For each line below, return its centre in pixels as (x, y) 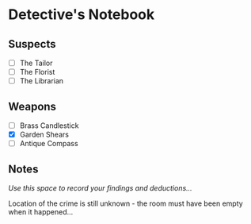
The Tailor (36, 63)
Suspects (32, 44)
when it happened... (41, 212)
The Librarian (42, 81)
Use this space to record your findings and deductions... (100, 188)
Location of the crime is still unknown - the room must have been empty (125, 203)
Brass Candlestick (49, 126)
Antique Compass (49, 144)
